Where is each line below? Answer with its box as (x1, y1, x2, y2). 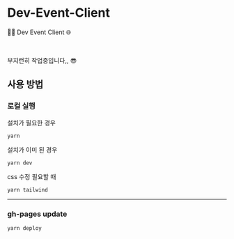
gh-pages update (7, 209, 68, 219)
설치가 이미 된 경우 (7, 145, 58, 154)
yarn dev (7, 159, 33, 167)
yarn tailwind (7, 186, 49, 193)
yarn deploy (7, 224, 42, 231)
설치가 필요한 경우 (7, 118, 56, 127)
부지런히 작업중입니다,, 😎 (7, 56, 77, 64)
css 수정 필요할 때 (7, 172, 56, 180)
